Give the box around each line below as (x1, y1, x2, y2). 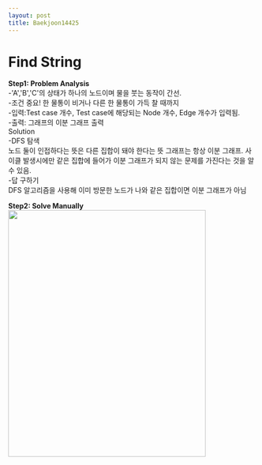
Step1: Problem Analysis (8, 79, 90, 88)
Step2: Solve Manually (8, 201, 84, 211)
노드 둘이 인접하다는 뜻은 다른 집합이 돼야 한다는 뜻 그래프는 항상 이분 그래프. (8, 146, 244, 156)
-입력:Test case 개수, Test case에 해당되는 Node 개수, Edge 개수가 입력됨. (8, 108, 241, 118)
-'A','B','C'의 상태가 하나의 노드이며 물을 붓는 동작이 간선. (8, 88, 182, 98)
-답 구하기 (8, 175, 39, 186)
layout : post (8, 11, 51, 20)
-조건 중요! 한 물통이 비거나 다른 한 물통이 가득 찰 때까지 (8, 98, 180, 107)
